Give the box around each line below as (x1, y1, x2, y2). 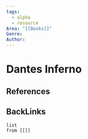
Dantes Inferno (6, 62, 82, 76)
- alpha (11, 14, 31, 20)
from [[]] (6, 128, 31, 134)
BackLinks (6, 106, 46, 117)
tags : (6, 8, 20, 15)
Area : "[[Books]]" (6, 25, 52, 32)
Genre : (6, 31, 23, 37)
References (6, 86, 50, 96)
